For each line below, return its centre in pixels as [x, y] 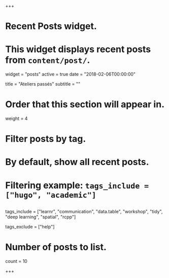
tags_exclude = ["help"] [30, 227]
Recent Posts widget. [51, 26]
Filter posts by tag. [46, 139]
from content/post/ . [48, 60]
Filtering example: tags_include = [77, 185]
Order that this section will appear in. [85, 105]
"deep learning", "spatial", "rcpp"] [41, 217]
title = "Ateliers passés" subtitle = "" [43, 84]
